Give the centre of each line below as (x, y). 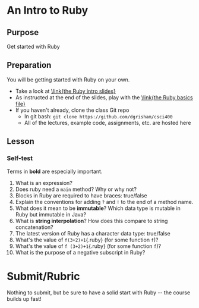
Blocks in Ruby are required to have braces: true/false (81, 195)
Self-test (20, 158)
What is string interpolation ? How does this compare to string (91, 221)
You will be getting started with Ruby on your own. (68, 79)
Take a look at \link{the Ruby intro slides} (66, 91)
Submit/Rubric (43, 276)
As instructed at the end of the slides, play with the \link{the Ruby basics (104, 97)
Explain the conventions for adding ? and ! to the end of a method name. (104, 202)
